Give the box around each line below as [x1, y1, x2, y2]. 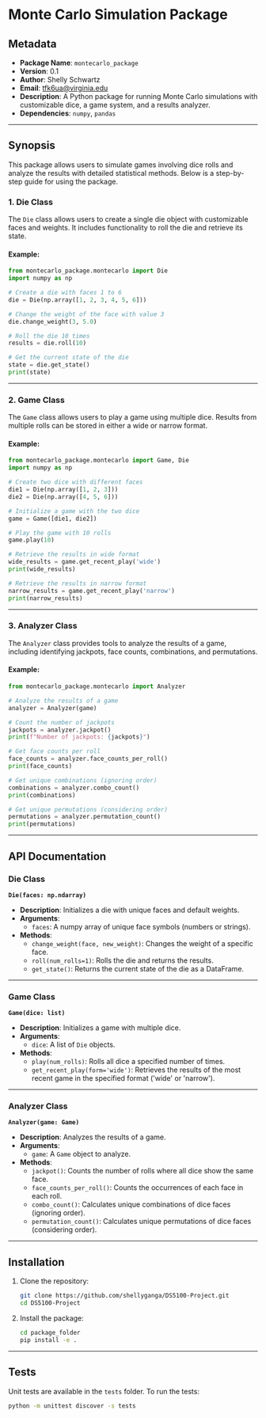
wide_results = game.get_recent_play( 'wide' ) [8, 558, 161, 566]
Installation [8, 1255, 65, 1268]
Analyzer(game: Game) [8, 1119, 80, 1127]
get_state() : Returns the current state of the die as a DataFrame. [31, 964, 244, 973]
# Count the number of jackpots [8, 718, 115, 726]
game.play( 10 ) [8, 536, 55, 544]
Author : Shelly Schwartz [19, 75, 101, 84]
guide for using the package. [24, 177, 119, 186]
